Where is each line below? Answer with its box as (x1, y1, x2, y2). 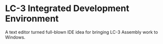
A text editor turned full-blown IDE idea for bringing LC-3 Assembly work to (5, 29, 159, 35)
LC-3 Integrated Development (5, 3, 130, 14)
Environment (5, 13, 59, 24)
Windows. (5, 34, 26, 40)
